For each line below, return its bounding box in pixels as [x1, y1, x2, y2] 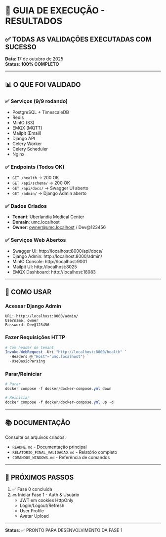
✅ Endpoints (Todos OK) [5, 163, 65, 170]
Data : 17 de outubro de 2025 [5, 56, 64, 62]
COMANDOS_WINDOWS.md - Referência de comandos [12, 454, 110, 460]
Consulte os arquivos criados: [5, 434, 66, 440]
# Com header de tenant [5, 345, 54, 350]
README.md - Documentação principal [12, 444, 87, 450]
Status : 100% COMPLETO [5, 61, 59, 67]
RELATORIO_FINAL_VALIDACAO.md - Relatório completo [12, 449, 118, 455]
